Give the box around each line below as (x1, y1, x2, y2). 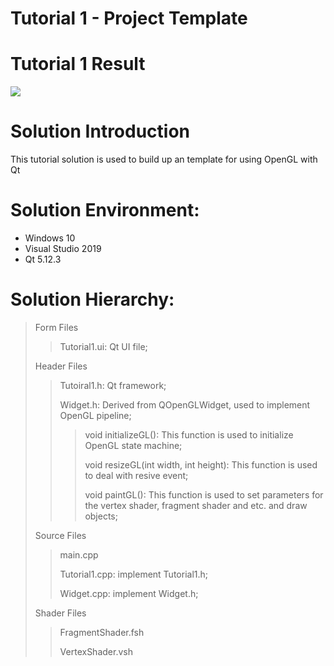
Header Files (34, 360, 88, 372)
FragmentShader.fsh (59, 626, 145, 638)
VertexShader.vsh (59, 645, 133, 657)
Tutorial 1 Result (10, 53, 146, 76)
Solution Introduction (10, 120, 191, 143)
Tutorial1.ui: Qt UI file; (59, 340, 148, 352)
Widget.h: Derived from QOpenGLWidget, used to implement (59, 398, 311, 411)
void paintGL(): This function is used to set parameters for (84, 488, 324, 501)
